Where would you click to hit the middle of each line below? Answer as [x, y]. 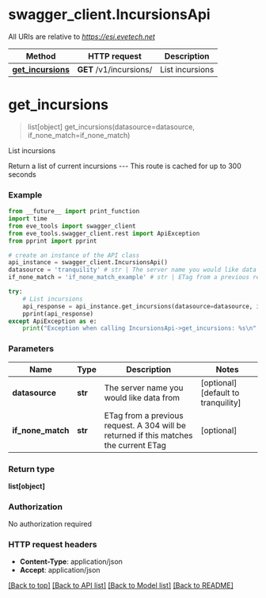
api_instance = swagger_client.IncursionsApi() [88, 263]
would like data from [142, 397]
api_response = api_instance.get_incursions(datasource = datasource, [138, 306]
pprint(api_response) [58, 314]
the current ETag [135, 445]
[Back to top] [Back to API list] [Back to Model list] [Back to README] [121, 585]
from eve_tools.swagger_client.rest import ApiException [104, 233]
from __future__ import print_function [74, 212]
